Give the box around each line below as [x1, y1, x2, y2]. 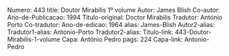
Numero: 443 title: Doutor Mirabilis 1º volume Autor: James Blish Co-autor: [7, 6, 221, 14]
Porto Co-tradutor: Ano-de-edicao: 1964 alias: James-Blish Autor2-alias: [7, 21, 215, 28]
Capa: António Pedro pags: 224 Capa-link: [61, 35, 183, 44]
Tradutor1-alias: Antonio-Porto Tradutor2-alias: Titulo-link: [7, 28, 173, 36]
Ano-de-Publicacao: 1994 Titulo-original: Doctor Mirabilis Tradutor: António [7, 13, 223, 21]
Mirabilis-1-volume [7, 35, 60, 44]
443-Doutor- [174, 28, 212, 36]
